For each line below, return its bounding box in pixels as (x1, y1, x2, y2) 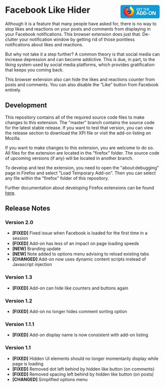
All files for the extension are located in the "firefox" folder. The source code (5, 150, 160, 156)
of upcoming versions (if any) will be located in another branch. (5, 155, 134, 161)
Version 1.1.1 (5, 321, 34, 327)
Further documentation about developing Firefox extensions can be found (5, 185, 155, 191)
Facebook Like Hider (5, 4, 90, 16)
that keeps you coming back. (5, 66, 64, 73)
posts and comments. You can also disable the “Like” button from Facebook (5, 81, 159, 88)
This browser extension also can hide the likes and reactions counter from (5, 76, 155, 82)
